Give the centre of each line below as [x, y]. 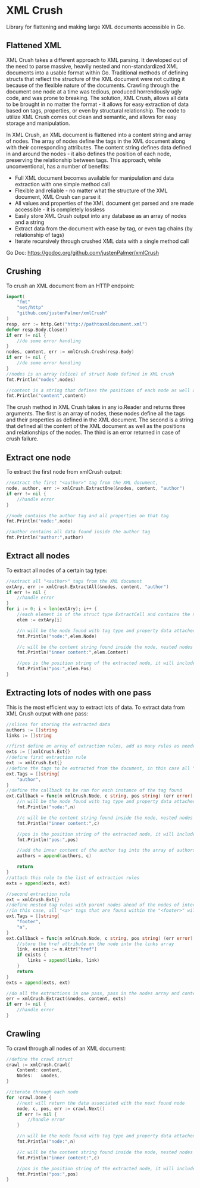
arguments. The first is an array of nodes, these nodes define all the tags [96, 414]
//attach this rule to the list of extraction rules [73, 878]
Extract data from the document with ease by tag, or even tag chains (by [104, 228]
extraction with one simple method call [62, 184]
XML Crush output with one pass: [47, 713]
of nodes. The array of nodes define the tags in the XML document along [96, 141]
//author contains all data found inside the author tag [78, 532]
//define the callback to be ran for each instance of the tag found [94, 790]
